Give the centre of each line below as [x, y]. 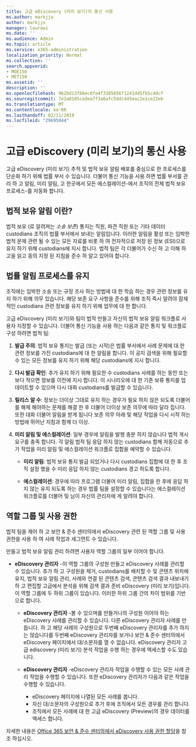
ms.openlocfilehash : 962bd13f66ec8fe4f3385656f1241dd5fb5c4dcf [85, 93]
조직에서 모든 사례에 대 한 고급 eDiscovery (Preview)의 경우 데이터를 [111, 711]
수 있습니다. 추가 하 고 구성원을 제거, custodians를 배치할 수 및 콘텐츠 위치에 [102, 571]
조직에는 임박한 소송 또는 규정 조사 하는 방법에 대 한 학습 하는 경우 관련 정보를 [94, 291]
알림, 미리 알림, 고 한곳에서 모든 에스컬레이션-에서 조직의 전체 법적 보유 [105, 184]
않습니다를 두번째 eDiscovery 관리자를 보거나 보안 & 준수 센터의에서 [107, 635]
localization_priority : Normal [44, 55]
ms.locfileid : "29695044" [37, 121]
